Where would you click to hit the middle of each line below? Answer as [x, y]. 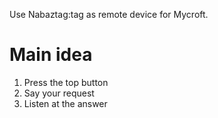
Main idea [51, 55]
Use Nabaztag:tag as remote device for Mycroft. [109, 14]
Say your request [59, 93]
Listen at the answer [65, 103]
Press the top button [66, 82]
